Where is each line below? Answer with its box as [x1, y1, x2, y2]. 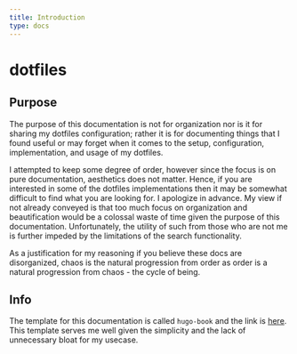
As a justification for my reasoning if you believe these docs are [9, 247, 243, 258]
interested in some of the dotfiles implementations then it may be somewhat [9, 183, 287, 194]
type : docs [9, 21, 50, 30]
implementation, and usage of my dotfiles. [9, 147, 164, 157]
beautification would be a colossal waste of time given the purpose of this [9, 211, 280, 222]
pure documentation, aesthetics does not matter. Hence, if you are [9, 173, 253, 184]
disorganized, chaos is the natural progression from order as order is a [9, 257, 269, 268]
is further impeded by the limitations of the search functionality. [9, 230, 242, 241]
